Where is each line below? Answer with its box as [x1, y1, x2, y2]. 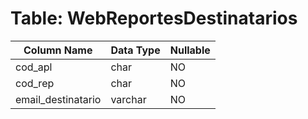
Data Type [110, 43, 161, 57]
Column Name [23, 43, 93, 57]
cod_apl [15, 60, 53, 74]
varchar [110, 92, 147, 106]
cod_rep [15, 76, 55, 90]
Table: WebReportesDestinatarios [10, 7, 298, 30]
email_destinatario [15, 92, 102, 106]
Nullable [169, 43, 211, 57]
